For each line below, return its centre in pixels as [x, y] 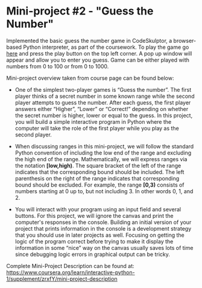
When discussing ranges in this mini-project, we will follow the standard [104, 146]
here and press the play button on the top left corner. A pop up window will [99, 53]
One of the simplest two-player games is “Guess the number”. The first [103, 89]
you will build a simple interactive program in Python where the [93, 121]
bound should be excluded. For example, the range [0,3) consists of [100, 185]
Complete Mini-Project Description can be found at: [70, 266]
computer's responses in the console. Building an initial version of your [103, 222]
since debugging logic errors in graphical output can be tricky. [92, 254]
